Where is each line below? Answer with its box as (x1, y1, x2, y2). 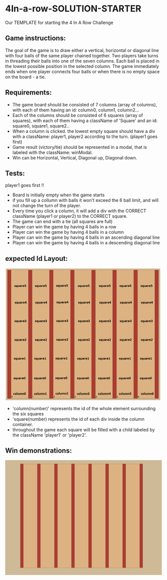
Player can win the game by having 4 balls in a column (12, 229, 124, 235)
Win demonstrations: (5, 447, 72, 455)
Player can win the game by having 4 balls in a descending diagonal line (12, 240, 160, 246)
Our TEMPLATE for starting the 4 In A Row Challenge (5, 19, 113, 25)
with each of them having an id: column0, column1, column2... (12, 107, 139, 113)
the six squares (12, 411, 44, 417)
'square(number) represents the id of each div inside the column (12, 416, 145, 422)
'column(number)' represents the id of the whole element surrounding (12, 405, 156, 411)
